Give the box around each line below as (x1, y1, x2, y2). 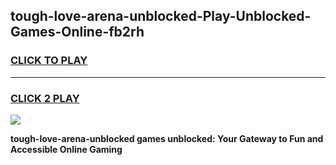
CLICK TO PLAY (10, 54, 88, 68)
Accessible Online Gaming (10, 143, 123, 155)
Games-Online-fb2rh (10, 24, 145, 41)
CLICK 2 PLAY (10, 91, 80, 105)
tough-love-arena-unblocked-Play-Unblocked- (10, 8, 312, 25)
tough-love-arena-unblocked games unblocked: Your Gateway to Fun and (10, 132, 324, 144)
